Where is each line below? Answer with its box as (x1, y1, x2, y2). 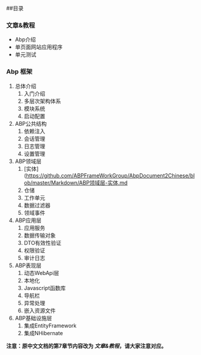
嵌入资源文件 (23, 307, 56, 314)
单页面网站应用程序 (14, 43, 63, 51)
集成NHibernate (23, 329, 63, 336)
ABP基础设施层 (14, 314, 52, 321)
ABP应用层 (14, 217, 42, 224)
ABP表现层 (14, 262, 42, 269)
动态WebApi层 (23, 269, 59, 276)
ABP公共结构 (14, 120, 47, 127)
